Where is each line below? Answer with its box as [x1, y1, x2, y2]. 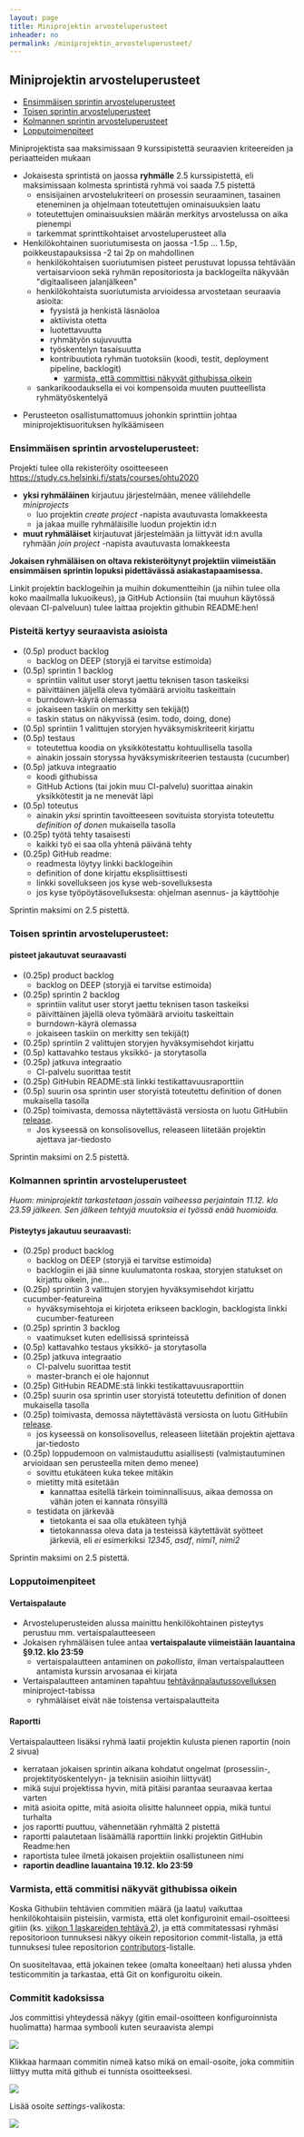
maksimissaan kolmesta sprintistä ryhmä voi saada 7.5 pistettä [22, 180, 256, 191]
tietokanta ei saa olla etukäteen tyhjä [49, 1516, 188, 1527]
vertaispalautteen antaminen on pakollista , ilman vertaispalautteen [35, 1657, 285, 1667]
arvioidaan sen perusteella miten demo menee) [22, 1458, 200, 1469]
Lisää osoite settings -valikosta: [9, 2101, 125, 2112]
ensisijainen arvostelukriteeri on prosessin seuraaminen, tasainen [35, 190, 281, 201]
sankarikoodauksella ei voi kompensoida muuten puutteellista [35, 382, 266, 393]
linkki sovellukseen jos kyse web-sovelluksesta [35, 877, 213, 888]
